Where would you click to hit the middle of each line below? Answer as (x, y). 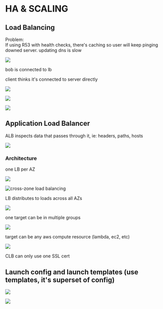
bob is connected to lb (29, 69)
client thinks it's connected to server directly (51, 79)
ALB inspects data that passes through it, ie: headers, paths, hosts (74, 136)
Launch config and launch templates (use (72, 272)
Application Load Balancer (48, 123)
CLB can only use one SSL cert (37, 256)
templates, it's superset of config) (60, 280)
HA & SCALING (37, 9)
